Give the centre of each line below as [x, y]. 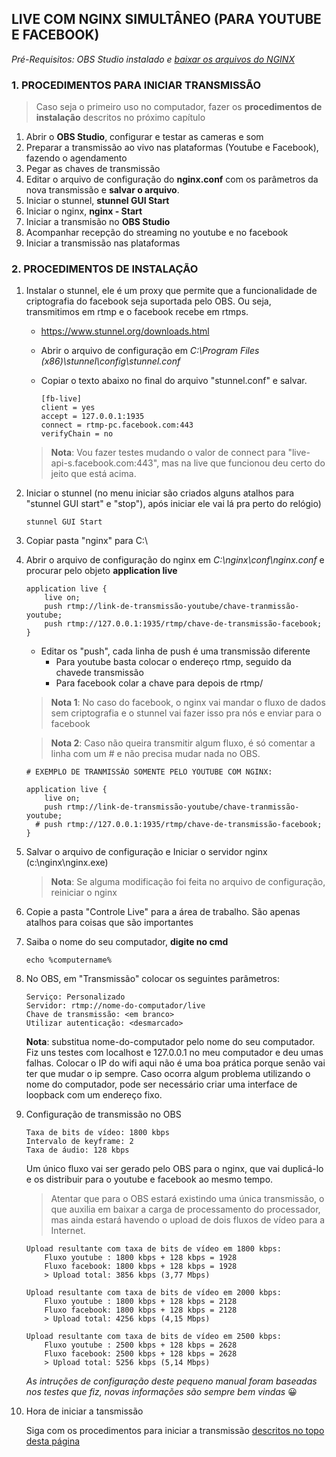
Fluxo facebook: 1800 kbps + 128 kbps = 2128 [141, 1310]
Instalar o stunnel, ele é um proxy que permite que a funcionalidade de [171, 291]
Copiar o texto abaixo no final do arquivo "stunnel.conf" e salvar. [174, 381]
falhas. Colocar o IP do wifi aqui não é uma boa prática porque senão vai [175, 1063]
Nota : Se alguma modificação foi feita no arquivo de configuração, [188, 882]
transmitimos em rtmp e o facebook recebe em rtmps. [137, 312]
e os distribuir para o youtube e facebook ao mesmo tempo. [149, 1179]
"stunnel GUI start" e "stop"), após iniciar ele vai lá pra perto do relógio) [173, 504]
